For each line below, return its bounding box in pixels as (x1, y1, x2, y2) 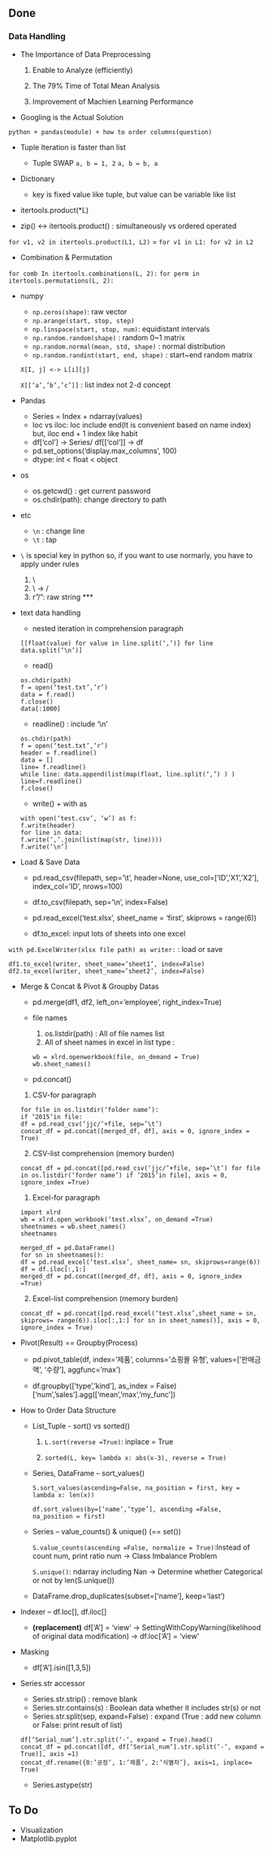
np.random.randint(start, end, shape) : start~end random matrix (32, 349, 253, 360)
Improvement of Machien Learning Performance (32, 97, 194, 106)
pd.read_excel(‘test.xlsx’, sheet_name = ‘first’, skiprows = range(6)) (32, 913, 257, 923)
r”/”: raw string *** (32, 592, 93, 602)
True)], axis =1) (19, 1749, 80, 1758)
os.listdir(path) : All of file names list (44, 1028, 165, 1038)
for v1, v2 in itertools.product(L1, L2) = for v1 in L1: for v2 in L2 (8, 236, 254, 246)
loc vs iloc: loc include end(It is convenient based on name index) (32, 420, 252, 430)
